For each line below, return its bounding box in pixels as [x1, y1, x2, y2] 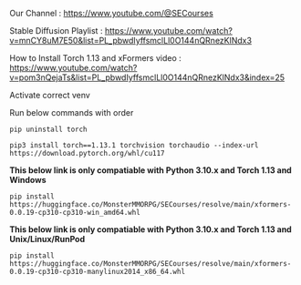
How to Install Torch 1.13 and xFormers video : [9, 53, 182, 63]
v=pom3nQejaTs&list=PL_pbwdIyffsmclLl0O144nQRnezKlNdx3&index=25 [9, 72, 285, 83]
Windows [9, 175, 47, 185]
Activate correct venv [9, 90, 91, 100]
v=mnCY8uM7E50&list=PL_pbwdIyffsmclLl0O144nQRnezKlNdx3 [9, 36, 253, 46]
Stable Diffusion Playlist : [9, 25, 103, 36]
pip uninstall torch [9, 125, 88, 134]
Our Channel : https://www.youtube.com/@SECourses [9, 8, 214, 18]
